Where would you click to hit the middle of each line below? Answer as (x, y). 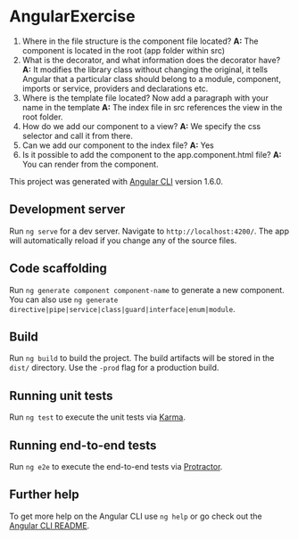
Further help (45, 495)
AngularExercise (72, 16)
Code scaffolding (58, 269)
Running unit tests (61, 395)
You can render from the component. (90, 164)
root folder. (42, 117)
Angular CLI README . (50, 525)
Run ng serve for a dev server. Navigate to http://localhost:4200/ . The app (149, 231)
